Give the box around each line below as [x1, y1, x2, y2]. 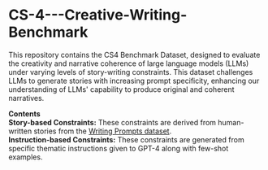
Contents [8, 108, 41, 119]
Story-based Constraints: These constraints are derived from [8, 117, 217, 127]
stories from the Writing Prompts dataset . [33, 126, 172, 136]
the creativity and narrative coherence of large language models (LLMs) [8, 59, 249, 68]
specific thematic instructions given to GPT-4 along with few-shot [8, 143, 229, 153]
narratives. [8, 93, 45, 102]
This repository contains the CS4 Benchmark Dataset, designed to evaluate [8, 50, 261, 59]
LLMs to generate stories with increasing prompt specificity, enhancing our [8, 76, 260, 85]
